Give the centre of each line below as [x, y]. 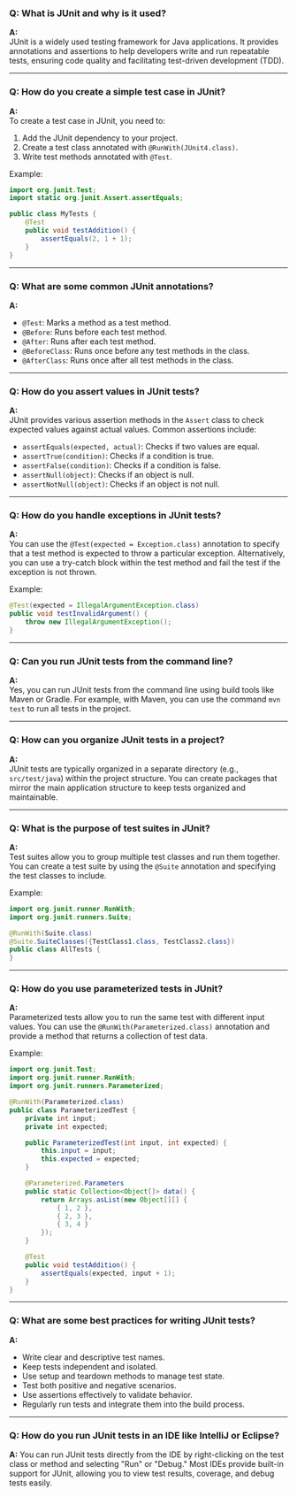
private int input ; [61, 1118]
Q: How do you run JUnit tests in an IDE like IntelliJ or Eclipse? [145, 1435]
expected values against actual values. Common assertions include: [133, 430]
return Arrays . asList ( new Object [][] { [114, 1200]
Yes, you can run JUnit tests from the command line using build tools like [142, 690]
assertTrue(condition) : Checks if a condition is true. [118, 456]
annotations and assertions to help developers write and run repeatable [139, 51]
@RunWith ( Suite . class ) [51, 933]
